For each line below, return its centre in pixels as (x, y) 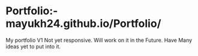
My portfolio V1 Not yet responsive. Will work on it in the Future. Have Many (99, 40)
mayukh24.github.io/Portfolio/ (83, 24)
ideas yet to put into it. (33, 46)
